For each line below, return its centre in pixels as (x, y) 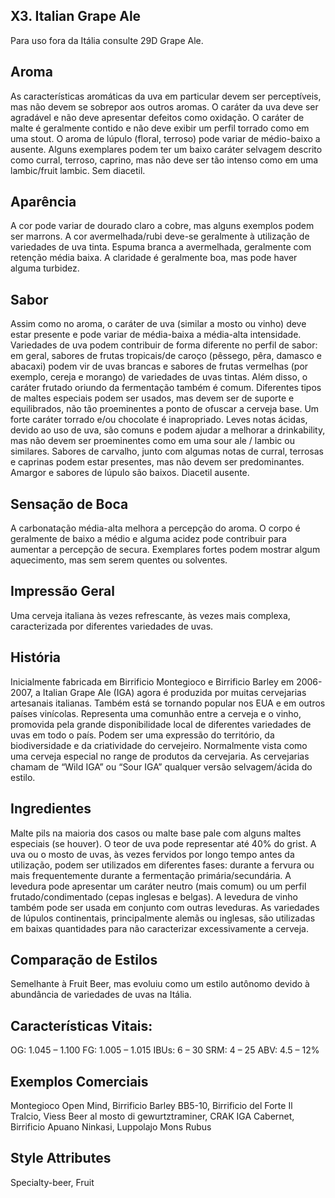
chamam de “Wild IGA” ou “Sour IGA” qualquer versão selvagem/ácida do (161, 766)
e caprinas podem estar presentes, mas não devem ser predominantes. (157, 462)
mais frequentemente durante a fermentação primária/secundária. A (151, 875)
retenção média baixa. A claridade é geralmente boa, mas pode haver (154, 258)
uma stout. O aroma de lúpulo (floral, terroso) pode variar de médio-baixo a (165, 138)
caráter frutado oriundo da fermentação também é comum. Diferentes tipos (166, 388)
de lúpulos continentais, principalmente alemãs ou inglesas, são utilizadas (163, 918)
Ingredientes (51, 809)
